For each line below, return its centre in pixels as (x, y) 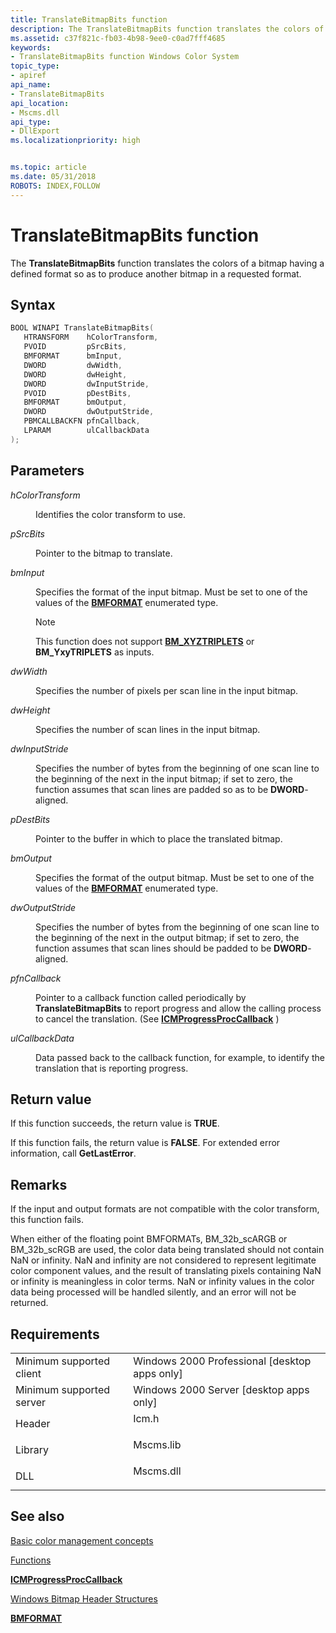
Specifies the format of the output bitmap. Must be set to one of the (175, 877)
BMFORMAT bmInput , (73, 356)
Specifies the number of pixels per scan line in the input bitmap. (167, 690)
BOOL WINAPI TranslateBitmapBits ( (82, 328)
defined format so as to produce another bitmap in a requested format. (156, 273)
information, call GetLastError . (73, 1153)
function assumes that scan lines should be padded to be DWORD (171, 948)
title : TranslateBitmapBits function (89, 19)
